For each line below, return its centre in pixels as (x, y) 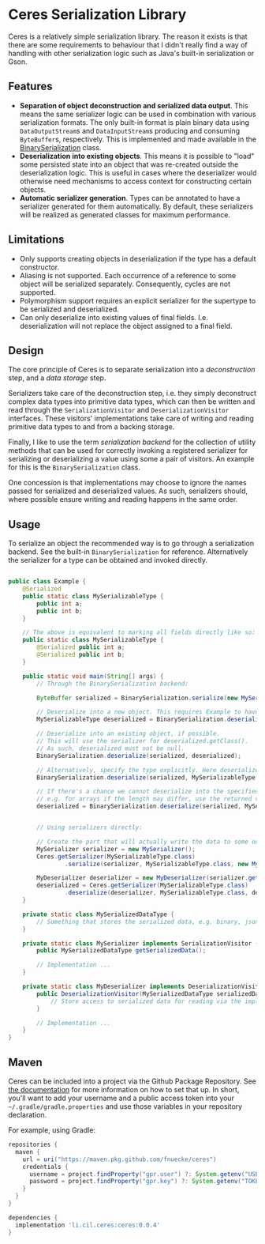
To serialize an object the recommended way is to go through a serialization (131, 544)
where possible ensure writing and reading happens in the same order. (123, 499)
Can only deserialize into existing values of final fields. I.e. (114, 317)
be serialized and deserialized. (69, 309)
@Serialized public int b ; (81, 655)
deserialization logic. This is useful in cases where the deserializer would (138, 172)
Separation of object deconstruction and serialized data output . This (134, 105)
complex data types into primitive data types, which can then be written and (132, 401)
